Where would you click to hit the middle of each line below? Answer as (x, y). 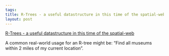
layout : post (19, 19)
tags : (11, 10)
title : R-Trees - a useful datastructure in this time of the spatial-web (85, 14)
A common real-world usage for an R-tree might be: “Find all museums (79, 43)
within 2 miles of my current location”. (45, 48)
